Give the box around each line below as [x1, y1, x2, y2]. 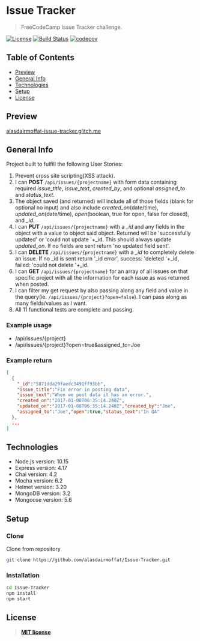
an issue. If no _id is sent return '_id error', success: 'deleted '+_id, [14, 255, 180, 262]
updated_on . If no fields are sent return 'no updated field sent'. [14, 242, 170, 250]
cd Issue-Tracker [6, 585, 50, 591]
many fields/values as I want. [14, 299, 87, 307]
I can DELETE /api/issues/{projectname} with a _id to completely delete [14, 248, 195, 256]
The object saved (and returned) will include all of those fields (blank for [14, 197, 194, 205]
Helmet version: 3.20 [14, 484, 67, 491]
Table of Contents [6, 52, 75, 63]
